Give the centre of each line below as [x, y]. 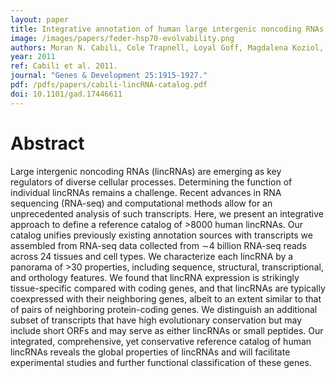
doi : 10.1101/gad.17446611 [66, 94]
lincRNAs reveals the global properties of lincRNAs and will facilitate [150, 352]
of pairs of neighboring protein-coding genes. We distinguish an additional [164, 309]
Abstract [47, 143]
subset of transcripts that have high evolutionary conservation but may [156, 320]
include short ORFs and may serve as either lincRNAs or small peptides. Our [167, 330]
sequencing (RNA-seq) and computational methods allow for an [141, 203]
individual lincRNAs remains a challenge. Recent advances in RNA [146, 192]
